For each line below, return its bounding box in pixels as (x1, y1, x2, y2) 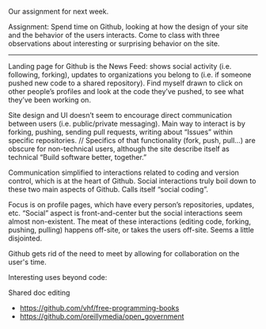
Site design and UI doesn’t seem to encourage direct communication (8, 111, 232, 119)
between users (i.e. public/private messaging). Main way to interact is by (8, 119, 245, 128)
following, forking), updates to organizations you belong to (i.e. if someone (8, 70, 252, 79)
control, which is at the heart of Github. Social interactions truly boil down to (8, 176, 256, 185)
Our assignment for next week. (8, 7, 109, 16)
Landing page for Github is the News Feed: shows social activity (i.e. (8, 62, 232, 70)
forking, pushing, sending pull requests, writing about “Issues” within (8, 127, 234, 137)
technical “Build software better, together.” (8, 153, 147, 161)
